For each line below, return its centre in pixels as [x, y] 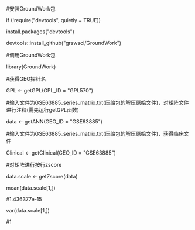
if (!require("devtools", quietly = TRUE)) [54, 20]
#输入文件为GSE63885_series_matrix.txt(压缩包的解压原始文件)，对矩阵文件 [97, 102]
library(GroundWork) [31, 67]
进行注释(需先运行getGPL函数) [42, 110]
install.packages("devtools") [40, 32]
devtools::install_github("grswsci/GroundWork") [64, 43]
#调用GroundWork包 [31, 55]
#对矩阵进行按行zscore [34, 165]
